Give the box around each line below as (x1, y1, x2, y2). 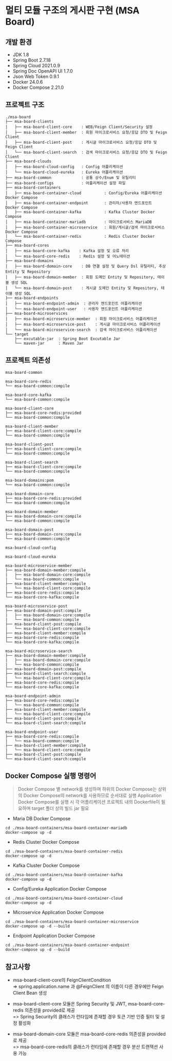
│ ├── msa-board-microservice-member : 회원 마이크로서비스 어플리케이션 (5, 316, 157, 321)
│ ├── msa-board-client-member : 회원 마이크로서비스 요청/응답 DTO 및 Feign (5, 129, 167, 135)
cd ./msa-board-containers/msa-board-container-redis (5, 849, 123, 854)
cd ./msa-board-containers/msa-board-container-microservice (5, 919, 139, 924)
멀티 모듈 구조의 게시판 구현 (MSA (5, 5, 140, 16)
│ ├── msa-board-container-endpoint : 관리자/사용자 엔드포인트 (5, 200, 152, 205)
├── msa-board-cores (5, 242, 50, 248)
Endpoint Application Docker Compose (12, 933, 95, 939)
